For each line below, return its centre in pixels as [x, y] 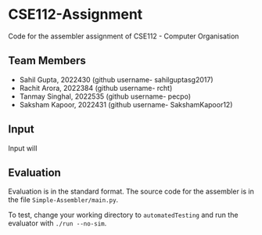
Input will [23, 148]
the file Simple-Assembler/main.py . [63, 200]
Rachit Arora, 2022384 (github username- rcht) [96, 88]
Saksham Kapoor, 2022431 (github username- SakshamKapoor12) [126, 104]
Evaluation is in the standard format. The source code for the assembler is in [131, 192]
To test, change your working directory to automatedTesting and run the [123, 215]
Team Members [47, 61]
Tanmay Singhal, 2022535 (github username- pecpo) [105, 96]
